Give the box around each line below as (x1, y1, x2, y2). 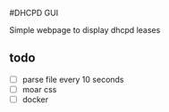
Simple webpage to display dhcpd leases (9, 25, 161, 35)
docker (21, 93, 49, 105)
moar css (21, 84, 57, 94)
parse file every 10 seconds (21, 74, 124, 84)
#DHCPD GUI (9, 8, 59, 18)
